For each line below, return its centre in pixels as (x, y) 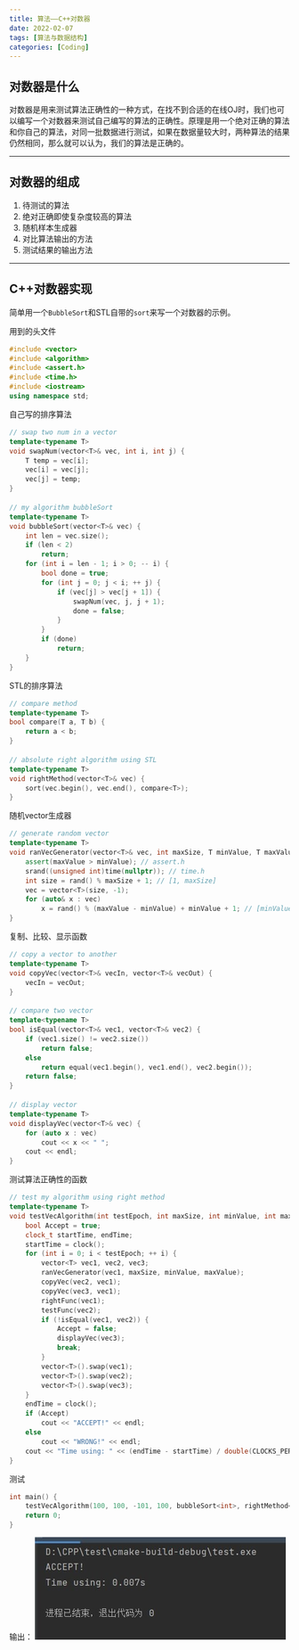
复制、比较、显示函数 (48, 937)
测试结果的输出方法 (57, 250)
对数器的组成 (44, 182)
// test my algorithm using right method (87, 1198)
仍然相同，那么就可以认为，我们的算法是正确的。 (99, 144)
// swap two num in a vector (63, 432)
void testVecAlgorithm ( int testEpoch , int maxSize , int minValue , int (143, 1216)
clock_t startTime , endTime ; (79, 1235)
